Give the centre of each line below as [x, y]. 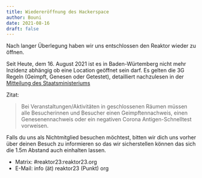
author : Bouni [24, 17]
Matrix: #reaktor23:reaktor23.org [56, 162]
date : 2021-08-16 [28, 23]
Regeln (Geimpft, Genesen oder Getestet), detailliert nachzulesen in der [95, 77]
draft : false [23, 29]
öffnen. [15, 52]
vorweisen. [35, 126]
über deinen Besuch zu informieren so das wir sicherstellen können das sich [101, 144]
